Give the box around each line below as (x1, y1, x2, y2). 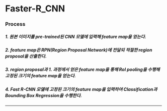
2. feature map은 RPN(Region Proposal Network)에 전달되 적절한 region (5, 47, 153, 53)
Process (5, 21, 26, 28)
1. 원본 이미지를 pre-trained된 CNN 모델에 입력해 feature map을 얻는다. (5, 33, 147, 40)
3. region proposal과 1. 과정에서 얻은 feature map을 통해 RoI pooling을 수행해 (5, 66, 160, 72)
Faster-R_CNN (5, 3, 66, 14)
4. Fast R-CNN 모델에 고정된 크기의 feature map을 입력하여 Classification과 (5, 86, 158, 92)
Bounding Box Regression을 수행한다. (5, 92, 82, 98)
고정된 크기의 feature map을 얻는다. (5, 73, 76, 79)
